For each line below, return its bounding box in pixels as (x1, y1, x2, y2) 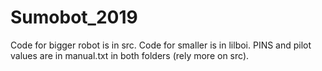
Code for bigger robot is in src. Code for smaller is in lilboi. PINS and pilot (10, 39, 312, 51)
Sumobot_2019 (10, 6, 138, 29)
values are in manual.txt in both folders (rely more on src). (10, 49, 250, 61)
